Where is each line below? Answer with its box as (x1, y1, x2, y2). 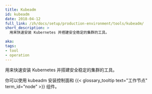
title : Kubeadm (5, 7, 36, 12)
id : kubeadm (5, 12, 30, 17)
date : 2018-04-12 (5, 16, 41, 21)
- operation (5, 53, 30, 58)
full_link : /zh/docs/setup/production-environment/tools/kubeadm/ (5, 21, 144, 26)
